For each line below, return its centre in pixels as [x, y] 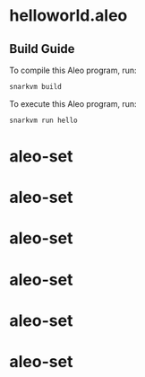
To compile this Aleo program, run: [73, 70]
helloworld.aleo [68, 16]
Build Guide [42, 49]
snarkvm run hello [43, 120]
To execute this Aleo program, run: [73, 103]
